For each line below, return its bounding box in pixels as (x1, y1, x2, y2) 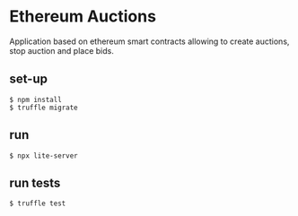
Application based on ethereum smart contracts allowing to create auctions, (9, 36, 290, 47)
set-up (9, 72, 48, 87)
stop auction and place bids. (9, 45, 114, 56)
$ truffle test (9, 199, 66, 208)
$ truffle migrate (9, 103, 78, 112)
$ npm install (9, 95, 63, 104)
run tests (9, 175, 61, 190)
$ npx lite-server (9, 151, 78, 160)
